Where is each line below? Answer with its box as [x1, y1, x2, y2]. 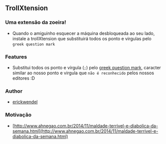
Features [5, 53, 27, 60]
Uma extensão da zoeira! [5, 19, 67, 26]
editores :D [12, 75, 35, 81]
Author [5, 87, 23, 94]
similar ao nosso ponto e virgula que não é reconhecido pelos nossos [12, 70, 154, 76]
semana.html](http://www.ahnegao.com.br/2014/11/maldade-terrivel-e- [12, 128, 159, 134]
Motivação [5, 112, 32, 119]
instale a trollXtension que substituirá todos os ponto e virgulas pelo [12, 35, 152, 41]
